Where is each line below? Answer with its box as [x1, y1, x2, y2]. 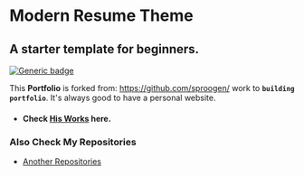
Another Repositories [22, 155, 102, 167]
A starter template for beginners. [9, 42, 200, 57]
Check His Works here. [22, 113, 111, 124]
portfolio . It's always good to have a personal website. [9, 92, 216, 103]
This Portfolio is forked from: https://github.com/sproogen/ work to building [9, 83, 295, 93]
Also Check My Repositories [9, 135, 138, 148]
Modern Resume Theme [9, 5, 194, 26]
